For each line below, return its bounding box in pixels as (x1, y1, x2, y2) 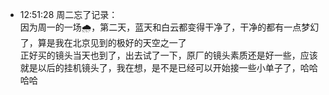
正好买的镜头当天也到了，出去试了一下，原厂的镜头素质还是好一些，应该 (19, 49, 318, 61)
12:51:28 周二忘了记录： (19, 9, 118, 20)
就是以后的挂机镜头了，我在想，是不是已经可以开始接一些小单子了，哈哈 (19, 62, 318, 73)
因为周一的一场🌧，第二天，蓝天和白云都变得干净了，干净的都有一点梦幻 (19, 21, 320, 33)
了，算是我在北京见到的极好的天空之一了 (19, 37, 187, 48)
